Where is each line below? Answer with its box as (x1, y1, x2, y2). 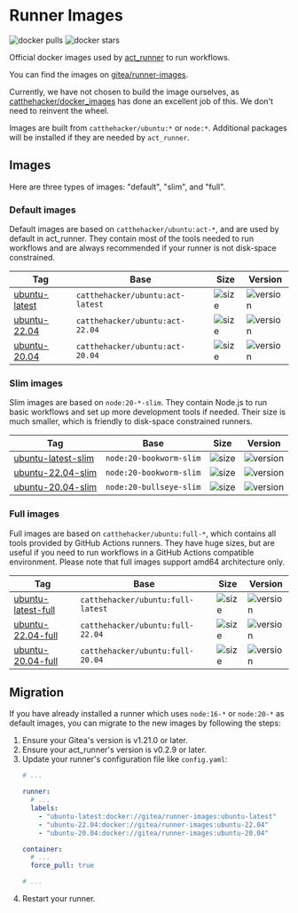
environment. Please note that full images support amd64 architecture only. (9, 557, 286, 567)
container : (21, 845, 63, 853)
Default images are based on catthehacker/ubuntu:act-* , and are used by (9, 224, 279, 235)
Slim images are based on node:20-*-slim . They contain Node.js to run (9, 397, 268, 408)
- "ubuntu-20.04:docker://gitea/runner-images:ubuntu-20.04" (38, 829, 269, 837)
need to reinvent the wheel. (9, 105, 109, 116)
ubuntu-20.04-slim (13, 481, 98, 493)
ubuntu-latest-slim (13, 452, 95, 465)
